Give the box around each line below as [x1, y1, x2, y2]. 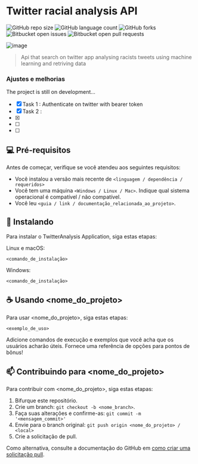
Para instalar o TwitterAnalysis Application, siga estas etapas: [6, 233, 157, 240]
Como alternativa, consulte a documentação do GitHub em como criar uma [6, 444, 191, 452]
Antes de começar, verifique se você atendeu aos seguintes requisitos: [6, 164, 181, 171]
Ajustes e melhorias [6, 75, 66, 83]
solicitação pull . [6, 451, 45, 458]
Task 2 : [22, 108, 42, 115]
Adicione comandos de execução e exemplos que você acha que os [6, 336, 174, 343]
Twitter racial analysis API [6, 4, 138, 18]
